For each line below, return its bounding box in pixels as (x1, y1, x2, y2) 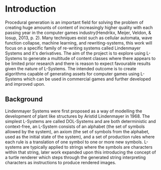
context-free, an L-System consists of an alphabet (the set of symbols (5, 124, 145, 129)
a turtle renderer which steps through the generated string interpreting (5, 154, 146, 160)
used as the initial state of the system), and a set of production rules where (5, 134, 155, 139)
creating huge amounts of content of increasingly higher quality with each (5, 24, 153, 30)
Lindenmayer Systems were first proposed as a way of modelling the (5, 108, 142, 114)
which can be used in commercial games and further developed (23, 76, 151, 82)
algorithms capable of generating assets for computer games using (5, 71, 140, 77)
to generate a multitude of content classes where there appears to (23, 55, 156, 61)
